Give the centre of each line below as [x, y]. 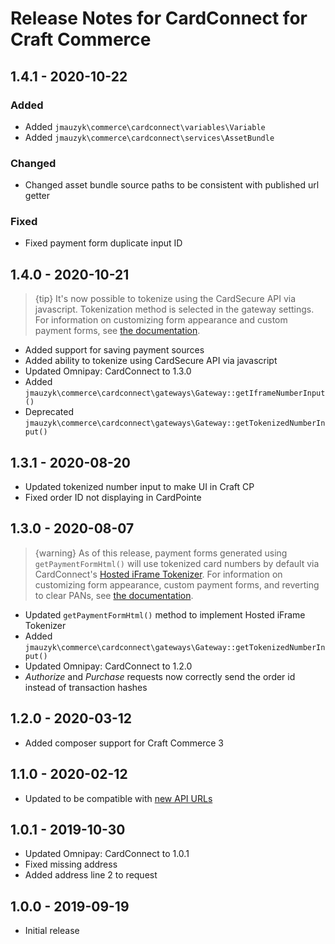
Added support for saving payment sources [114, 350]
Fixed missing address [71, 864]
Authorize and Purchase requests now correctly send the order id [160, 676]
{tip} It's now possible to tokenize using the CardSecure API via [165, 299]
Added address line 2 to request [91, 875]
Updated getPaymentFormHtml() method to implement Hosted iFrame [165, 614]
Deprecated [49, 412]
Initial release [52, 931]
